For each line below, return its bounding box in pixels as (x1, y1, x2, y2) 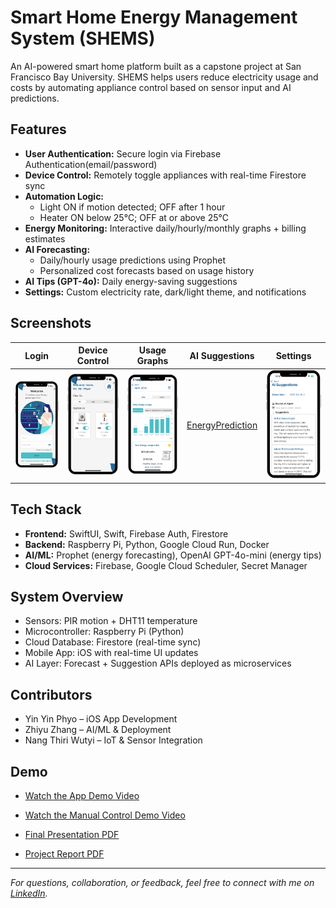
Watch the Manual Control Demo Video (24, 809, 186, 821)
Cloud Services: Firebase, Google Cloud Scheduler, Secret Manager (24, 559, 308, 571)
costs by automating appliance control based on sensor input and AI (10, 81, 292, 93)
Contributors (10, 686, 93, 703)
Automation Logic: (24, 190, 105, 202)
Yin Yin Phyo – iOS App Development (24, 713, 178, 725)
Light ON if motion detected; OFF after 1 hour (39, 201, 226, 213)
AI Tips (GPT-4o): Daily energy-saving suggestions (24, 275, 238, 287)
